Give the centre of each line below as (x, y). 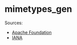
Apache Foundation (32, 32)
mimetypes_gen (38, 9)
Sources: (14, 23)
